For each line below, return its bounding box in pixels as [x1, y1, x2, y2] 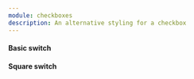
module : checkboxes [8, 11, 73, 20]
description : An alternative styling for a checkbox [8, 19, 187, 27]
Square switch [8, 61, 57, 71]
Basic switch [8, 43, 52, 53]
